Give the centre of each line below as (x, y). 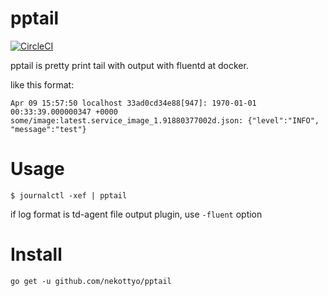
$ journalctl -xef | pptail (69, 195)
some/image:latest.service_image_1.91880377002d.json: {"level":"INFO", (165, 120)
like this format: (42, 84)
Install (36, 254)
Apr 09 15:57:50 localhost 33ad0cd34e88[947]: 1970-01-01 (133, 103)
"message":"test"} (48, 129)
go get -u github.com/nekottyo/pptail (91, 281)
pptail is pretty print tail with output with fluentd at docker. (129, 65)
